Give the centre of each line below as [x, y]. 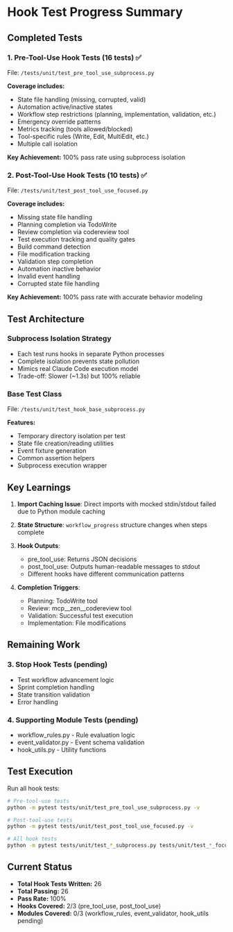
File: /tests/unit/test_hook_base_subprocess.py [76, 409]
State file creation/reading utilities [66, 443]
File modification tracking [53, 254]
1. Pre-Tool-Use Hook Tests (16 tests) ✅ [75, 58]
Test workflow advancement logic [66, 680]
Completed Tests [45, 38]
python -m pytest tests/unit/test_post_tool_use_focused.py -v [101, 826]
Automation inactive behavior [59, 269]
